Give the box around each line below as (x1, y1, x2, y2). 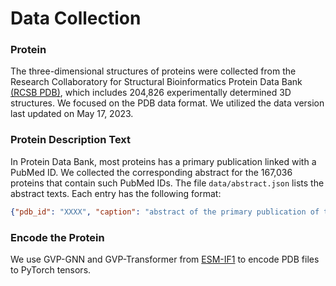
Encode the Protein (10, 230, 105, 244)
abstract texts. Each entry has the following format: (10, 187, 222, 199)
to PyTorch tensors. (10, 263, 92, 276)
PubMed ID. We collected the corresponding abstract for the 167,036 (10, 166, 293, 178)
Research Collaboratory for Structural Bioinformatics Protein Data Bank (10, 76, 303, 88)
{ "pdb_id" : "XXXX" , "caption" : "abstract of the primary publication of (10, 207, 320, 217)
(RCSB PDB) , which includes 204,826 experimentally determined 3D (10, 87, 292, 99)
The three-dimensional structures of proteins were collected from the (10, 65, 297, 77)
